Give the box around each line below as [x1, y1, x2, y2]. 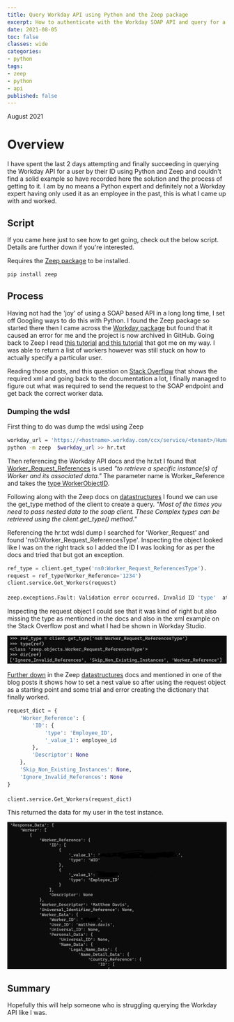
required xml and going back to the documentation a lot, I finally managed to [7, 374, 226, 383]
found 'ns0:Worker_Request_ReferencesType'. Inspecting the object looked [7, 535, 224, 544]
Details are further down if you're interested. [7, 243, 134, 251]
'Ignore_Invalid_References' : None [19, 773, 123, 780]
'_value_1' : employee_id [44, 736, 117, 743]
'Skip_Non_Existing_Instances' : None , [19, 767, 132, 773]
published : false [7, 92, 58, 99]
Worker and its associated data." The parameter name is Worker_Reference [7, 471, 225, 480]
